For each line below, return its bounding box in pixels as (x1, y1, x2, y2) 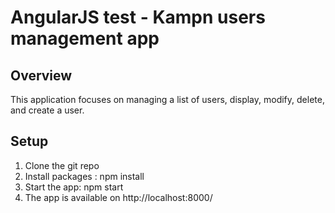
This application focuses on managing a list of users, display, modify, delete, (10, 94, 325, 105)
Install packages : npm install (24, 170, 145, 182)
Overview (10, 67, 73, 84)
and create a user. (10, 104, 85, 116)
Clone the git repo (24, 159, 100, 171)
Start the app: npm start (24, 181, 124, 193)
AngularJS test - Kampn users (10, 6, 266, 29)
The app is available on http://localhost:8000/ (24, 191, 213, 203)
